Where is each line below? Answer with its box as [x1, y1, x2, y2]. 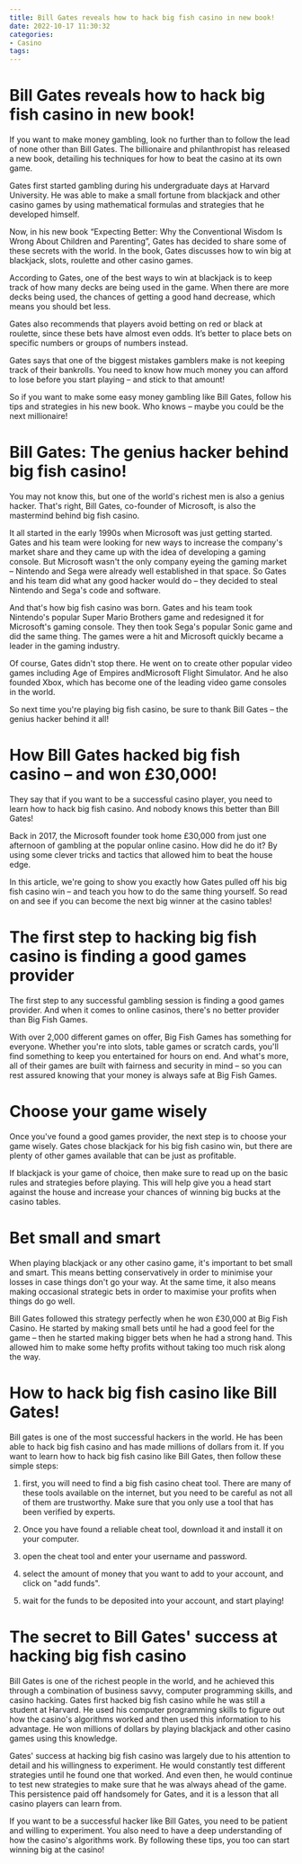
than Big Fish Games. [9, 1013, 88, 1025]
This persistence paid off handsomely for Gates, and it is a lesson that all [9, 1788, 279, 1799]
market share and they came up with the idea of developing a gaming [9, 547, 267, 557]
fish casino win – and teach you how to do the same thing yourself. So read [9, 886, 288, 896]
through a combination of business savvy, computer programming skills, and [9, 1685, 293, 1696]
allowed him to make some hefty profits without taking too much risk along [9, 1342, 286, 1352]
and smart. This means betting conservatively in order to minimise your [9, 1267, 273, 1278]
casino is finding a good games [9, 946, 247, 967]
